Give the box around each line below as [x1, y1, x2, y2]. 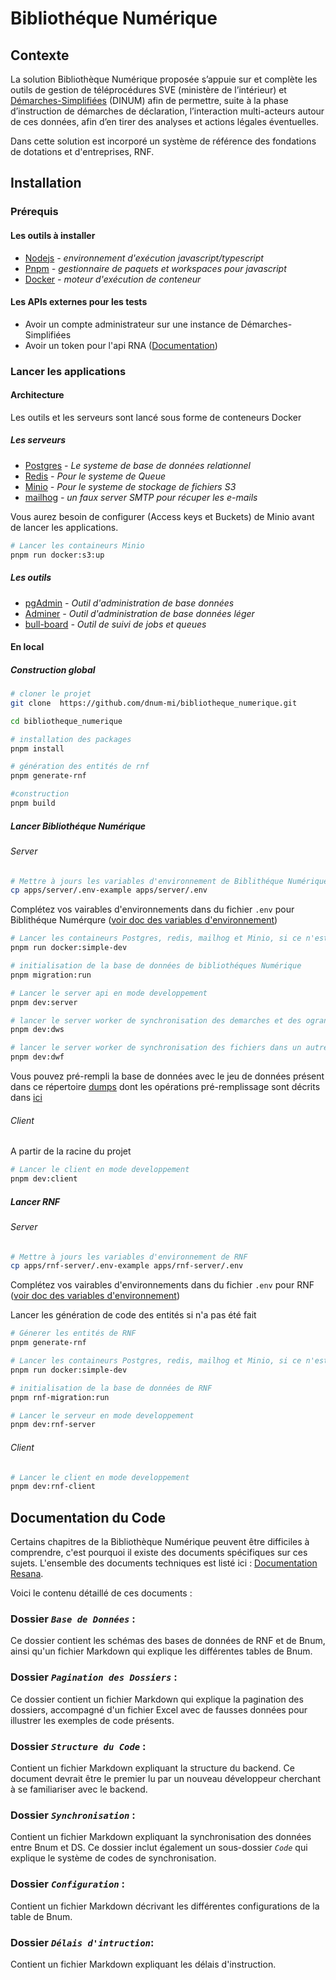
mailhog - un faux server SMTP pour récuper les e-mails [24, 491, 258, 503]
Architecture [10, 389, 65, 401]
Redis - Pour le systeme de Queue [24, 470, 166, 482]
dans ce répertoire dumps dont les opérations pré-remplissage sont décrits [10, 1081, 321, 1093]
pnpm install [10, 743, 65, 754]
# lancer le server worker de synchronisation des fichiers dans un [10, 1043, 302, 1053]
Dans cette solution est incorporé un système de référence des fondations [10, 135, 317, 147]
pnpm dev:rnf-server [10, 1420, 97, 1430]
